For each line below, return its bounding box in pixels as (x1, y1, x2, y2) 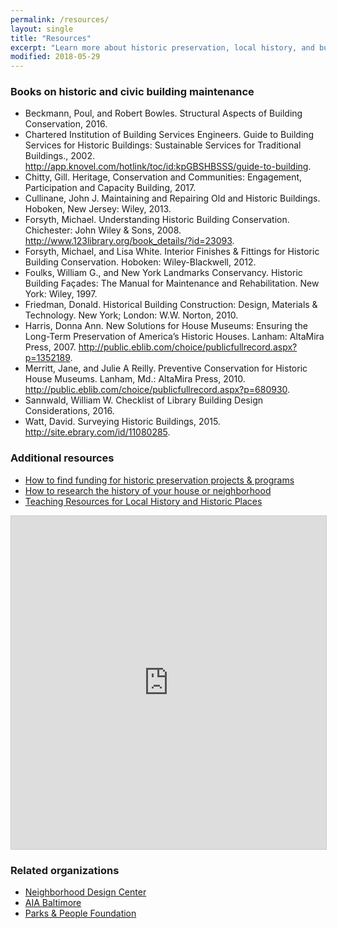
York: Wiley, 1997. (24, 288, 98, 300)
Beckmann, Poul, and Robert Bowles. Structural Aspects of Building (24, 107, 303, 120)
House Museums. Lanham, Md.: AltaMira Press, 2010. (24, 373, 246, 385)
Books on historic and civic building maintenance (10, 85, 255, 99)
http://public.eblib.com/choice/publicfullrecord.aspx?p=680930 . (24, 384, 291, 396)
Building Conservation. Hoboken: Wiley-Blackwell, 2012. (24, 256, 257, 268)
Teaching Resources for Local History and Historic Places (24, 495, 263, 507)
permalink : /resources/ (10, 14, 110, 25)
